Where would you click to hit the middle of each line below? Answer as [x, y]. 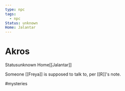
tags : [10, 14]
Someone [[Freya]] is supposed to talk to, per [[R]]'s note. [63, 74]
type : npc [15, 9]
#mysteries [16, 84]
